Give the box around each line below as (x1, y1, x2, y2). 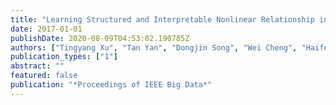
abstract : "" (10, 61, 65, 71)
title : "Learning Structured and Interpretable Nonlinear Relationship (10, 14, 315, 25)
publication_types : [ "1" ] (10, 52, 118, 62)
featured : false (10, 71, 78, 81)
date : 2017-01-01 (10, 24, 83, 34)
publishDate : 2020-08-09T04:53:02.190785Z (10, 33, 190, 43)
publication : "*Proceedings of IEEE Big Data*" (10, 80, 213, 90)
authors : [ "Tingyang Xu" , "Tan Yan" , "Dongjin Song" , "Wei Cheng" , (10, 42, 298, 53)
